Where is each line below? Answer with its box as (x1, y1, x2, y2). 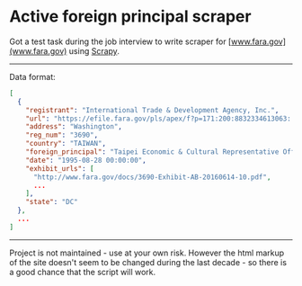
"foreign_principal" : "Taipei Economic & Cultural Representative (25, 147, 280, 156)
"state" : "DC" (25, 198, 78, 207)
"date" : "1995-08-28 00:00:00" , (25, 156, 147, 165)
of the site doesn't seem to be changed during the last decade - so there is (9, 256, 288, 267)
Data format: (9, 71, 56, 82)
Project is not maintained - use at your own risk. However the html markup (9, 247, 285, 258)
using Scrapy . (68, 45, 120, 56)
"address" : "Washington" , (25, 122, 123, 131)
